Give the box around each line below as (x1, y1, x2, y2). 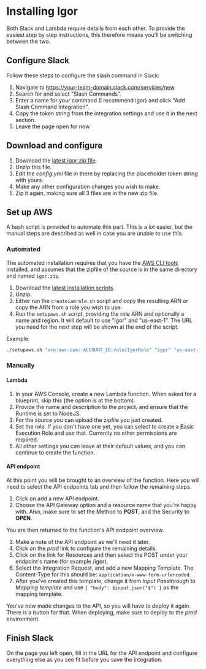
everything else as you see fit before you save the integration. (6, 656, 163, 663)
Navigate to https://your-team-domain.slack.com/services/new (15, 83, 175, 91)
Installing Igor (6, 4, 78, 18)
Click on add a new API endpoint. (15, 495, 99, 502)
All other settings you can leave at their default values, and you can (15, 442, 186, 449)
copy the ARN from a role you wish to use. (15, 304, 123, 311)
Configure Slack (6, 55, 69, 66)
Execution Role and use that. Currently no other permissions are (15, 429, 177, 437)
